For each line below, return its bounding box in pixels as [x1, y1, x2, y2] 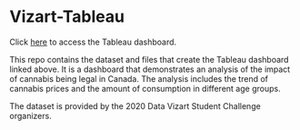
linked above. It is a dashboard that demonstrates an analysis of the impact [9, 64, 291, 75]
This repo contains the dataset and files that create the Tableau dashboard [9, 54, 289, 65]
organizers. [9, 110, 52, 121]
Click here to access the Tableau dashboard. [9, 36, 177, 47]
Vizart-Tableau [9, 6, 125, 27]
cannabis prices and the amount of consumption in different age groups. [9, 83, 281, 94]
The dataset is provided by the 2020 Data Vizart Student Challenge [9, 100, 261, 111]
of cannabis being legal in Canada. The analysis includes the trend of [9, 73, 269, 84]
